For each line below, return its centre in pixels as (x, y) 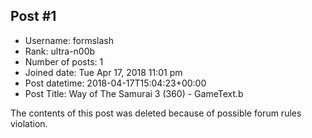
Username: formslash (69, 40)
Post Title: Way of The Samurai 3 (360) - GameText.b (134, 93)
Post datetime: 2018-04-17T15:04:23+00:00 (115, 83)
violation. (29, 123)
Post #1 (33, 16)
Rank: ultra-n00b (60, 51)
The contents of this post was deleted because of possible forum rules (156, 113)
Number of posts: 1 (64, 61)
